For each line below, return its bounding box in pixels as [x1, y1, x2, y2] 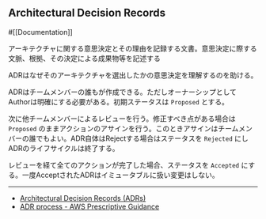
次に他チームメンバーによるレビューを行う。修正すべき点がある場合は [8, 114, 236, 123]
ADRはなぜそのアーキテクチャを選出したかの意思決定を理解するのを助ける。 [8, 70, 258, 80]
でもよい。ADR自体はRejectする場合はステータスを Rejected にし [35, 134, 249, 143]
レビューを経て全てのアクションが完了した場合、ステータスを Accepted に [8, 160, 249, 169]
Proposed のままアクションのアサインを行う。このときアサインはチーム [8, 123, 239, 133]
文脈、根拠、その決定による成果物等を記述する [8, 53, 161, 62]
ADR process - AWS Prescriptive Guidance [19, 202, 160, 211]
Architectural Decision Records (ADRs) [19, 193, 146, 202]
